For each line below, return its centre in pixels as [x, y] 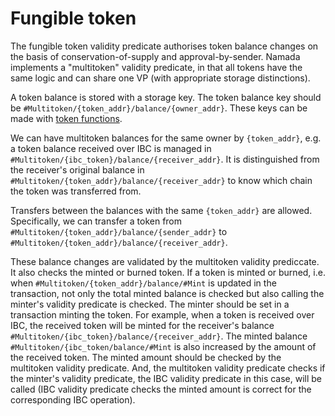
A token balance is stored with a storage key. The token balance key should [166, 97]
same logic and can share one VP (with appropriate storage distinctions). [160, 78]
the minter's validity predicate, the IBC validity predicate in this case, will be [166, 378]
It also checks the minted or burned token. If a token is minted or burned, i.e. [168, 272]
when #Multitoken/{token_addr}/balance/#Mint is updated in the [143, 283]
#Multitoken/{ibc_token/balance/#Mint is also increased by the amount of [163, 346]
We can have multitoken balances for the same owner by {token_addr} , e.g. [166, 138]
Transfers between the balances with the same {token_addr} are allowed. [161, 210]
